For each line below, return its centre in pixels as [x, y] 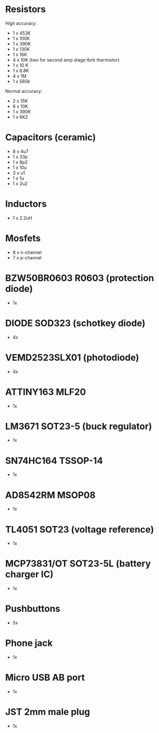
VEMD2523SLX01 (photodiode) [72, 357]
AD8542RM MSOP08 [50, 495]
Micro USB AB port [45, 678]
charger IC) [30, 574]
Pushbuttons [33, 609]
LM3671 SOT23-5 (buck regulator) [79, 426]
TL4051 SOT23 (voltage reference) [79, 529]
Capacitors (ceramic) [50, 138]
